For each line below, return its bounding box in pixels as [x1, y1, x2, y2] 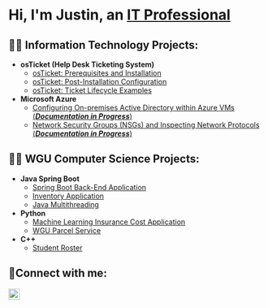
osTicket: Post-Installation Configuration [32, 77, 167, 86]
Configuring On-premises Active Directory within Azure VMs [32, 103, 236, 112]
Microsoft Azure [19, 94, 77, 103]
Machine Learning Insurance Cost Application [32, 217, 186, 227]
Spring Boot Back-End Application [32, 182, 147, 192]
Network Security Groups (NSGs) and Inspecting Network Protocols [32, 120, 260, 129]
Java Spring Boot [19, 173, 80, 184]
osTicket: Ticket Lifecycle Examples [32, 85, 153, 95]
